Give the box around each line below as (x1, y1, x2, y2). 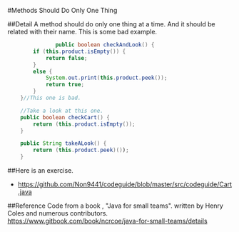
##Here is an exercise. (7, 166, 73, 174)
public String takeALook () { (20, 140, 107, 147)
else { (33, 68, 53, 75)
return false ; (45, 54, 88, 61)
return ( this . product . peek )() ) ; (33, 146, 130, 154)
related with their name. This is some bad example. (7, 28, 158, 36)
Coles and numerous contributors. (7, 209, 108, 217)
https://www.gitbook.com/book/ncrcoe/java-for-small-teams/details (7, 217, 208, 225)
